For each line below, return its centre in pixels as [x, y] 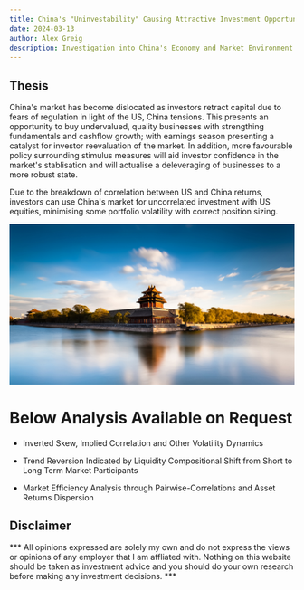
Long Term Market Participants [80, 470]
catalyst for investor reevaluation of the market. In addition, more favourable [151, 146]
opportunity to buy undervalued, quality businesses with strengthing [137, 127]
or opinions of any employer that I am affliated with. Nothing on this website [150, 557]
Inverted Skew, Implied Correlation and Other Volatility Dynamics [143, 442]
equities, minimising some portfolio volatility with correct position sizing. [144, 212]
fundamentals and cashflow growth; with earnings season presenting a [142, 137]
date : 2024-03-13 [42, 29]
